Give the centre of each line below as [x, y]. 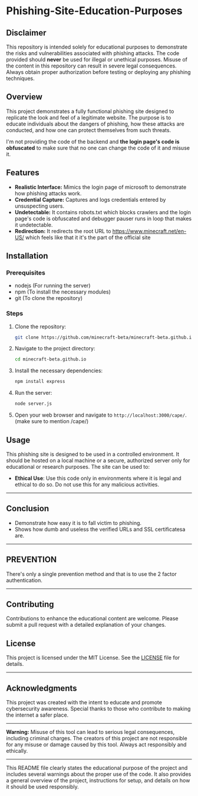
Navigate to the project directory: [55, 349]
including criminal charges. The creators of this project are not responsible [97, 738]
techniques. [20, 78]
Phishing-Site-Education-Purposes [94, 11]
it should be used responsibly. [43, 787]
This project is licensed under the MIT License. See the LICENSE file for [93, 658]
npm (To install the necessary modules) [62, 292]
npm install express [40, 382]
